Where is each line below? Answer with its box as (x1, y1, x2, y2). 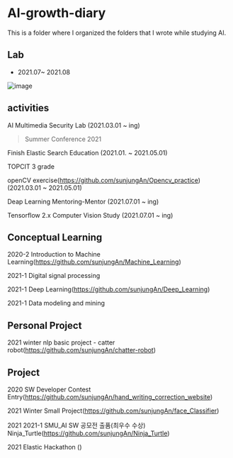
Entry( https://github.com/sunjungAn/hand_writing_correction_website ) (7, 393, 213, 401)
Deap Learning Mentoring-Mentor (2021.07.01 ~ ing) (7, 197, 159, 206)
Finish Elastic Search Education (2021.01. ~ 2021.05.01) (7, 148, 168, 157)
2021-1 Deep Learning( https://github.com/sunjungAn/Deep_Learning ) (7, 285, 210, 294)
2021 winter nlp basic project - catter (7, 338, 115, 347)
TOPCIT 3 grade (7, 162, 55, 171)
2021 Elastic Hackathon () (7, 443, 82, 451)
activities (7, 102, 50, 114)
